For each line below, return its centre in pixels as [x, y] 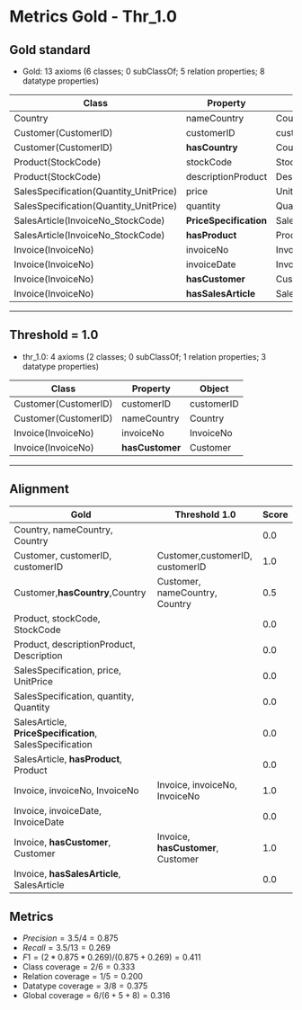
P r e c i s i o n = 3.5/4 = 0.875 [70, 938]
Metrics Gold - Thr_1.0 [93, 17]
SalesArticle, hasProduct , [68, 759]
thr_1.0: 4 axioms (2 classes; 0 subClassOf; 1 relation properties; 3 [144, 356]
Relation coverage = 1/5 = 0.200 [83, 977]
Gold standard [50, 50]
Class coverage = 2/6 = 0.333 [79, 967]
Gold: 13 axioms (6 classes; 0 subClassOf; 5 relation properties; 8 [143, 71]
